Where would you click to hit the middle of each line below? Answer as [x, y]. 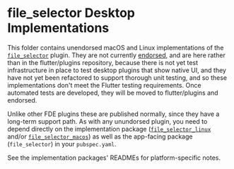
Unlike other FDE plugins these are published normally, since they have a [113, 114]
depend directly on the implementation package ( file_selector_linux [109, 129]
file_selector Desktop [71, 13]
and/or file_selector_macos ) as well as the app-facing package [100, 136]
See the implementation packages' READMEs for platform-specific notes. [114, 158]
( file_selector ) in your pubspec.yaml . [62, 144]
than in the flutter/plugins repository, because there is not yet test [103, 62]
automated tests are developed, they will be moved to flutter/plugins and [113, 93]
